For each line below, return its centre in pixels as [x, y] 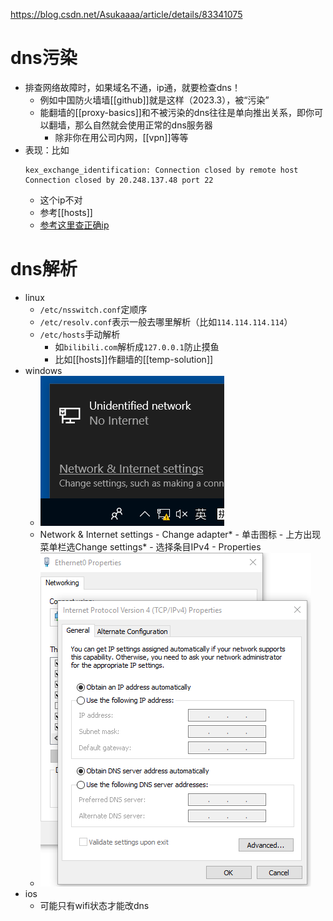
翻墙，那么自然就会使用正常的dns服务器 [130, 125]
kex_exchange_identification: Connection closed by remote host [161, 170]
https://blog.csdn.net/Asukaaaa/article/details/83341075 [126, 14]
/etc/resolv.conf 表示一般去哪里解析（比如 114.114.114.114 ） [166, 321]
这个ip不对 [61, 200]
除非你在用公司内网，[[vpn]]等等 [121, 137]
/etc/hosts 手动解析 [80, 334]
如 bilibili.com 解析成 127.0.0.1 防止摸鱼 [137, 346]
